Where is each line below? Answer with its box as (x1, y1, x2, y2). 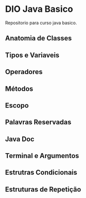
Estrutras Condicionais (5, 168, 78, 177)
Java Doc (5, 135, 35, 143)
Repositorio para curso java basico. (5, 20, 78, 26)
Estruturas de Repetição (5, 185, 82, 194)
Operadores (5, 68, 43, 76)
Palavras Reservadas (5, 118, 72, 126)
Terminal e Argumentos (5, 152, 79, 160)
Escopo (5, 101, 29, 110)
